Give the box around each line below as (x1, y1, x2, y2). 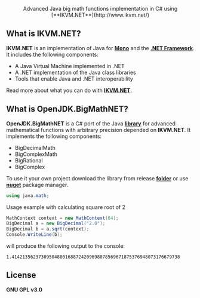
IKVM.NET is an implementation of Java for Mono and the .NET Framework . (6, 44, 195, 51)
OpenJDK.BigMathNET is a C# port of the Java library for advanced (6, 119, 176, 127)
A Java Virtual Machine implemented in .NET (14, 62, 125, 69)
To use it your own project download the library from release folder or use (6, 174, 189, 182)
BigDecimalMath (14, 144, 56, 151)
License (6, 270, 36, 280)
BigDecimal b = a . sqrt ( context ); (6, 226, 90, 232)
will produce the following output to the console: (6, 242, 125, 250)
